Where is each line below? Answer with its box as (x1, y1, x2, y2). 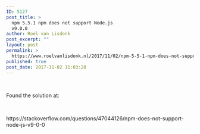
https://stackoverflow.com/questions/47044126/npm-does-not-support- (6, 115, 185, 122)
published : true (6, 58, 46, 64)
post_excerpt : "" (6, 36, 49, 42)
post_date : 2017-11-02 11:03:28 (6, 64, 86, 70)
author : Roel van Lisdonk (6, 31, 70, 37)
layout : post (6, 42, 39, 48)
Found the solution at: (6, 92, 60, 99)
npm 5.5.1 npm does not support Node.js (11, 20, 113, 26)
